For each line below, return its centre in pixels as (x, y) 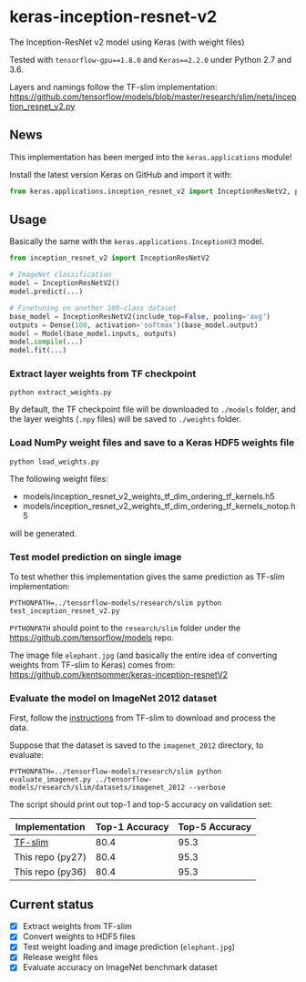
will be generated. (43, 533)
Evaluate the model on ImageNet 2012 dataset (113, 698)
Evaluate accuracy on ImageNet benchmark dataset (120, 967)
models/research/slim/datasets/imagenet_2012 (97, 788)
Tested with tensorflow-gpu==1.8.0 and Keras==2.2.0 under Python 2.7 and (150, 59)
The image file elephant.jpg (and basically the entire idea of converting (143, 655)
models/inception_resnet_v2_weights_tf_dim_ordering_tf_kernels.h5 (148, 496)
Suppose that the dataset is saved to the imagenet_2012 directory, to (137, 745)
